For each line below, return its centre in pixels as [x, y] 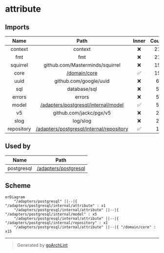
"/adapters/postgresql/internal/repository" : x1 [57, 223]
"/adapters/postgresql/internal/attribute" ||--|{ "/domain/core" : [85, 227]
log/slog [82, 121]
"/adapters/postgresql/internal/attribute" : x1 [55, 205]
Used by [18, 146]
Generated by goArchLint [42, 245]
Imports [17, 27]
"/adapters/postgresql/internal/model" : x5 [51, 214]
